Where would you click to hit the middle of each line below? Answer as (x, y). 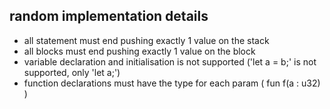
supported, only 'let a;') (72, 72)
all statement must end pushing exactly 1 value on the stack (146, 40)
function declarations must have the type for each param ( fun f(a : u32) (172, 83)
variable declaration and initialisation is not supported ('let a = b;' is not (170, 61)
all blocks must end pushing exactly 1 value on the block (139, 51)
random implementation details (109, 16)
